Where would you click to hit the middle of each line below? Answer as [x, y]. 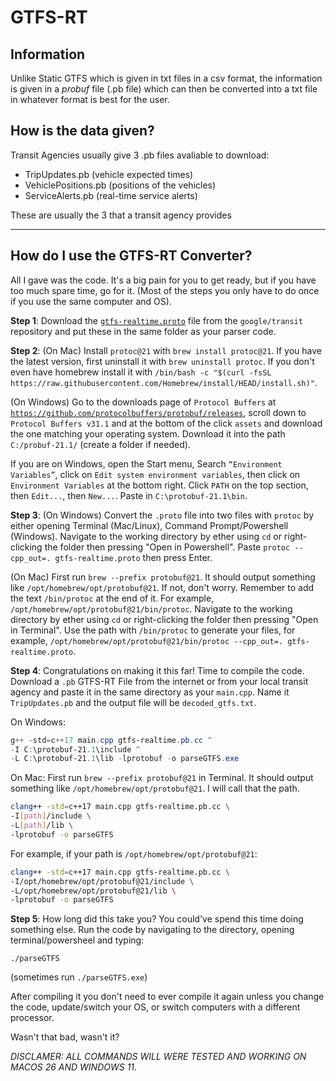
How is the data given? [82, 131]
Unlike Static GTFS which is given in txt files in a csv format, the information [166, 78]
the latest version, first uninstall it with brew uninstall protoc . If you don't [162, 361]
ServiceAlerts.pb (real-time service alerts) [111, 195]
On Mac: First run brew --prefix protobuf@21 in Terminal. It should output [162, 778]
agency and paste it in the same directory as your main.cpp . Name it [150, 692]
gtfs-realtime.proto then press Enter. [133, 557]
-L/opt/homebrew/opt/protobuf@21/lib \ [93, 891]
